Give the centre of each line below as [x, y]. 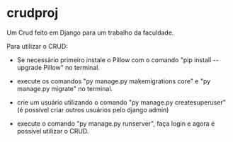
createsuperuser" [200, 102]
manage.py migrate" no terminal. [65, 88]
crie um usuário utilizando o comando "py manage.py [95, 102]
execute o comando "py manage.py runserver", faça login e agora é [116, 123]
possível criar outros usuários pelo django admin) [97, 110]
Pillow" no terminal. [72, 67]
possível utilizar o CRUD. [53, 131]
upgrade [29, 67]
